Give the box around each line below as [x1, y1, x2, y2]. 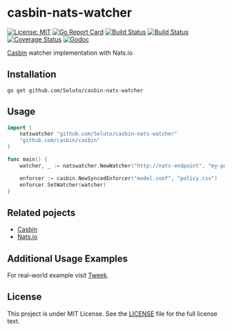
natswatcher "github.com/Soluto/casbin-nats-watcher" [19, 130, 177, 138]
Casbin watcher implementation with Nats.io [7, 48, 133, 57]
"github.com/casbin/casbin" [19, 137, 100, 144]
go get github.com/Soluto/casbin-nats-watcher [7, 87, 144, 94]
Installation [7, 69, 57, 80]
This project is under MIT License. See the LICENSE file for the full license [7, 310, 217, 318]
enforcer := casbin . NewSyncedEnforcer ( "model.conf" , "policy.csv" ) [19, 175, 217, 181]
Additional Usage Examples [7, 253, 128, 265]
